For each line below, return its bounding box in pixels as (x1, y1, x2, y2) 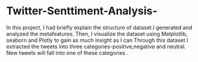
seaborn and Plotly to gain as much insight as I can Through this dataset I (6, 36, 188, 44)
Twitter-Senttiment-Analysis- (6, 4, 158, 18)
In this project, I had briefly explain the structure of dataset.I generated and (6, 24, 193, 31)
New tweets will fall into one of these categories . (6, 49, 129, 56)
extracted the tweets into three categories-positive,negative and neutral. (6, 43, 187, 50)
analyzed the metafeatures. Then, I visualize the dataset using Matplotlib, (6, 30, 188, 37)
